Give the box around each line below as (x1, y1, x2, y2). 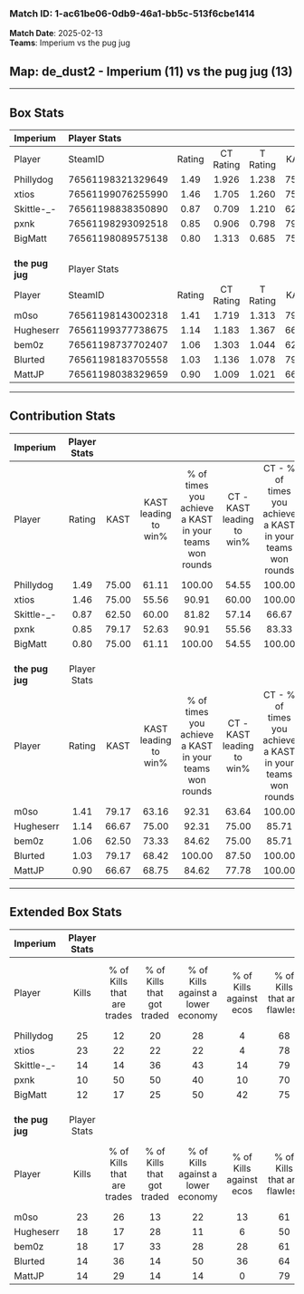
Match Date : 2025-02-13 (9, 28, 103, 39)
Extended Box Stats (9, 904, 122, 920)
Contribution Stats (9, 409, 116, 424)
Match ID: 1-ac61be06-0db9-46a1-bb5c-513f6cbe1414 (9, 7, 255, 20)
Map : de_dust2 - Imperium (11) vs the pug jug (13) (9, 63, 293, 79)
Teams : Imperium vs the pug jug (9, 37, 131, 48)
